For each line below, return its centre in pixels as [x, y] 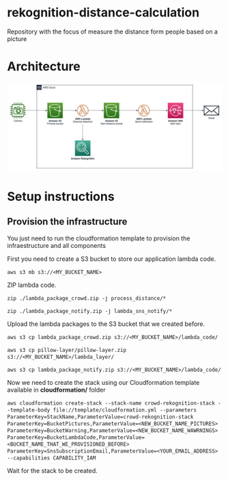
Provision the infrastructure [67, 222]
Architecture [44, 67]
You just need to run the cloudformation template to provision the [99, 238]
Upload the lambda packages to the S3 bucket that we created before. [106, 324]
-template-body [29, 410]
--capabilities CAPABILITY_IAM [52, 458]
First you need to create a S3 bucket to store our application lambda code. [112, 259]
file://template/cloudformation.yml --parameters [125, 410]
